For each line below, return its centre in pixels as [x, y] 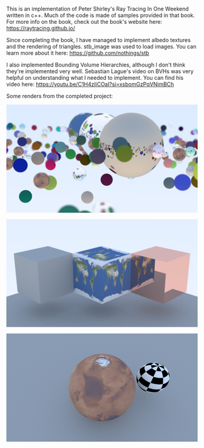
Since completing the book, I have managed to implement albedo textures [99, 40]
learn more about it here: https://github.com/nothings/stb [78, 53]
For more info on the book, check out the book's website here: [84, 22]
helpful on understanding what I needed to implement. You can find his [95, 78]
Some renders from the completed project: [60, 96]
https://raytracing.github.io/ [41, 28]
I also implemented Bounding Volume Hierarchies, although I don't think [96, 65]
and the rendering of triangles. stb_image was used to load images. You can [101, 46]
